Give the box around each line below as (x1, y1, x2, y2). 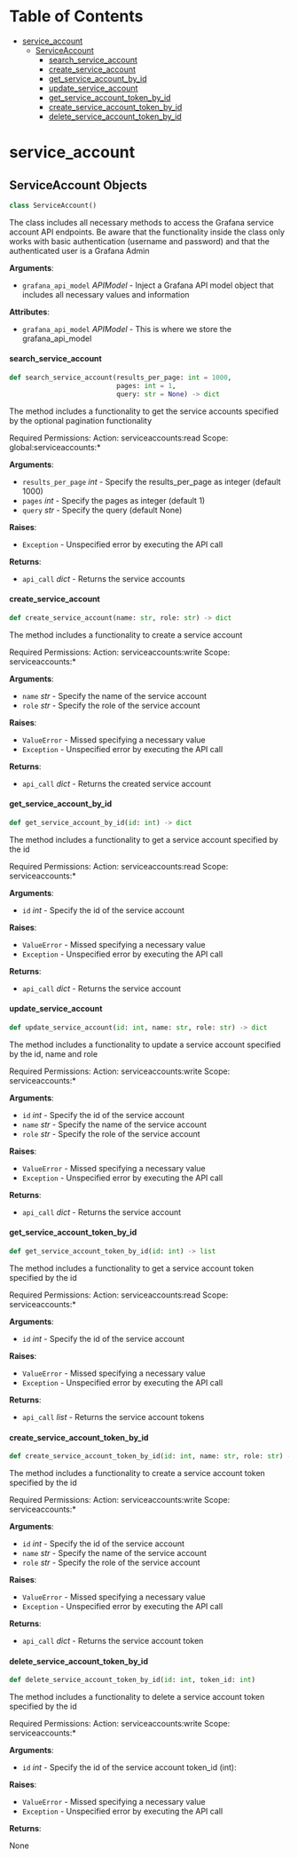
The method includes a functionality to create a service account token (9, 1468, 266, 1479)
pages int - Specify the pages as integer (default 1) (21, 495, 206, 505)
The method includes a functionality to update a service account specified (9, 1039, 281, 1050)
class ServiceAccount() (9, 201, 98, 210)
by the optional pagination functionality (9, 415, 153, 425)
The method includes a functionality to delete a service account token (9, 1692, 265, 1703)
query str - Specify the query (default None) (21, 504, 183, 515)
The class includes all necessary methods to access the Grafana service (9, 217, 274, 227)
